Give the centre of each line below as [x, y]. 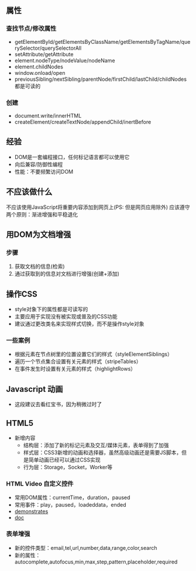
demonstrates [31, 511]
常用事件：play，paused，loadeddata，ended [71, 505]
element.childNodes [39, 67]
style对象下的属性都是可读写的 [51, 309]
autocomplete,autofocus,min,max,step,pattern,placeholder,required [96, 562]
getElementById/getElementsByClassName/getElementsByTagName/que [102, 42]
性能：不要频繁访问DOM [44, 171]
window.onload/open [40, 73]
